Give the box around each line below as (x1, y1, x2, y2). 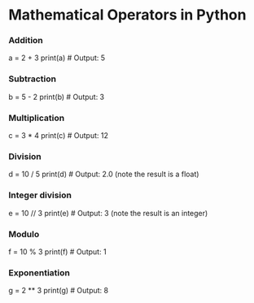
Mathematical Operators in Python (8, 6, 247, 24)
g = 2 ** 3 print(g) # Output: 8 (8, 286, 108, 296)
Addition (8, 35, 43, 46)
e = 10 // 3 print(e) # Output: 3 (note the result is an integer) (8, 208, 208, 218)
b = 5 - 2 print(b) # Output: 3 (8, 92, 105, 102)
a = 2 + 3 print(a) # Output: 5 (8, 53, 106, 63)
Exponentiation (8, 266, 71, 278)
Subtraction (8, 73, 57, 84)
